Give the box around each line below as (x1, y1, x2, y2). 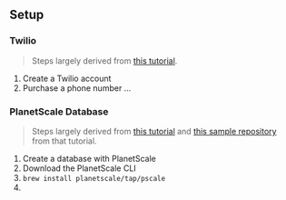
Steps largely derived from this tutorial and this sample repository (31, 125, 277, 136)
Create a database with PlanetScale (22, 153, 156, 164)
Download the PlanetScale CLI (22, 163, 136, 174)
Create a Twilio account (22, 73, 112, 84)
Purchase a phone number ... (22, 82, 132, 94)
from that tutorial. (31, 135, 97, 146)
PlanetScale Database (9, 105, 109, 117)
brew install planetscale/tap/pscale (22, 174, 166, 183)
